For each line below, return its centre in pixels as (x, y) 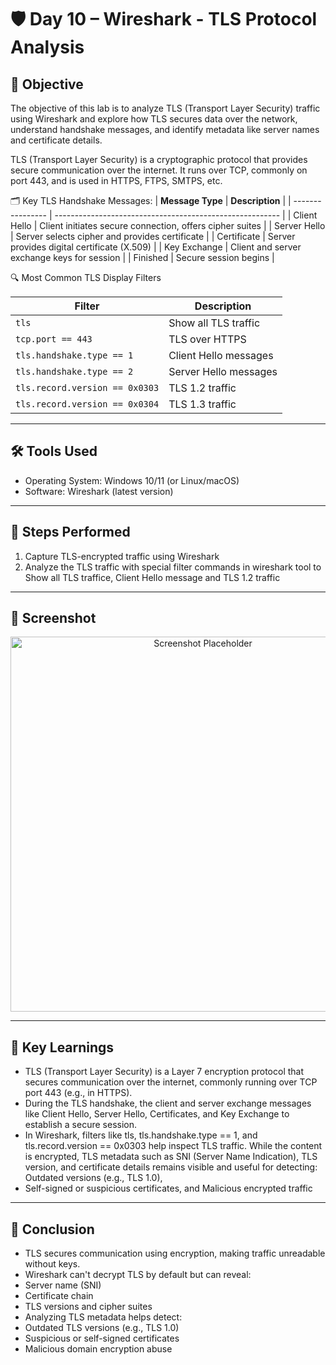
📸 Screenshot (53, 618)
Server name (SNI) (63, 1285)
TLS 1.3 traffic (202, 404)
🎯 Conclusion (52, 1229)
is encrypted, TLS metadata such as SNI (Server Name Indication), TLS (171, 1157)
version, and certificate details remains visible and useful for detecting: (171, 1167)
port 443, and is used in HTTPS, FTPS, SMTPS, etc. (116, 180)
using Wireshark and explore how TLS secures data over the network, (154, 119)
